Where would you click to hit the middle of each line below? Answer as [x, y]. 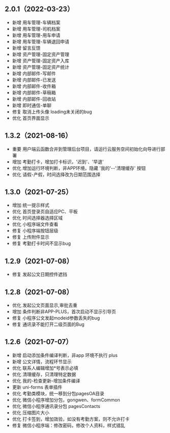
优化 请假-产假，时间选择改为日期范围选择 [56, 174]
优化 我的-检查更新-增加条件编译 [46, 380]
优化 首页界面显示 [31, 118]
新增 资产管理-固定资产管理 [41, 54]
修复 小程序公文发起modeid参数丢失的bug [56, 318]
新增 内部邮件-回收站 [34, 99]
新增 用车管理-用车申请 [36, 35]
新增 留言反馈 [26, 48]
